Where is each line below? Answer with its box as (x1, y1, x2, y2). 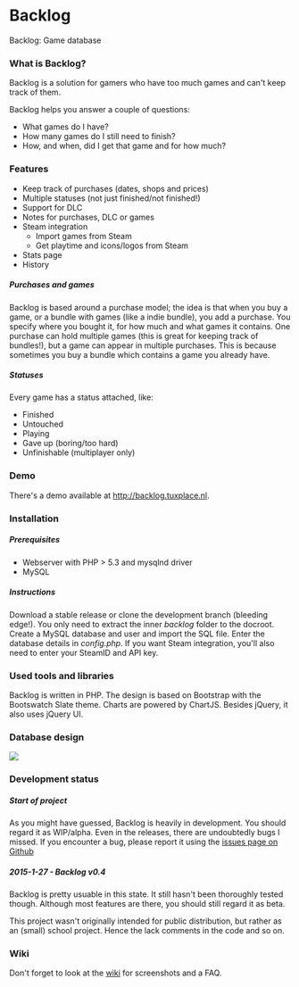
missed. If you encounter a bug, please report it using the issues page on (9, 836, 278, 848)
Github (9, 846, 34, 857)
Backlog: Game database (9, 35, 102, 46)
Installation (9, 512, 60, 525)
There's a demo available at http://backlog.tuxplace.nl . (9, 490, 210, 501)
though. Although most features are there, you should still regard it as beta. (9, 899, 286, 909)
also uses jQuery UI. (9, 709, 84, 719)
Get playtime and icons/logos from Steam (35, 240, 189, 251)
